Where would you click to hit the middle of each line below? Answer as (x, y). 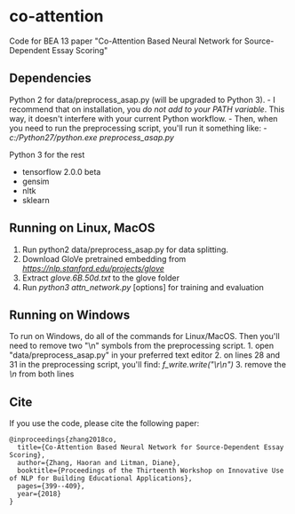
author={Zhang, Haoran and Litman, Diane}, (99, 463)
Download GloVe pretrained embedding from (104, 258)
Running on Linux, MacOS (82, 228)
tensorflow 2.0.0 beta (61, 171)
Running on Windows (70, 315)
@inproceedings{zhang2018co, (63, 440)
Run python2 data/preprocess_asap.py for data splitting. (125, 249)
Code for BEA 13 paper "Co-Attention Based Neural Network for (126, 41)
